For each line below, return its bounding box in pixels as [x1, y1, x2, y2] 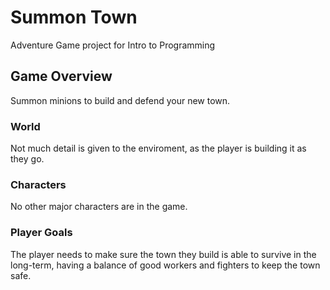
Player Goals [10, 226, 73, 240]
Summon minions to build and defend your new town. [10, 94, 231, 106]
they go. [10, 153, 45, 165]
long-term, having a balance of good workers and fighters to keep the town [10, 259, 321, 271]
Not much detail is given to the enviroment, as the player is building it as [10, 142, 307, 155]
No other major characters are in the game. [10, 201, 188, 213]
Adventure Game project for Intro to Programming [10, 39, 216, 51]
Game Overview [10, 68, 113, 85]
